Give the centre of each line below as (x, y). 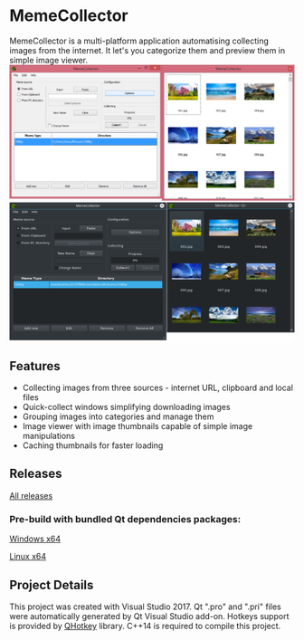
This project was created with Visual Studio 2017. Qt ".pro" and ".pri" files (146, 607)
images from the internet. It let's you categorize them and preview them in (147, 50)
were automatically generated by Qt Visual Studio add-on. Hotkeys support (149, 616)
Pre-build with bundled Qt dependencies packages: (125, 519)
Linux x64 (28, 557)
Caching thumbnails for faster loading (93, 445)
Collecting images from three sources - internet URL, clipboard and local (158, 388)
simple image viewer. (49, 60)
